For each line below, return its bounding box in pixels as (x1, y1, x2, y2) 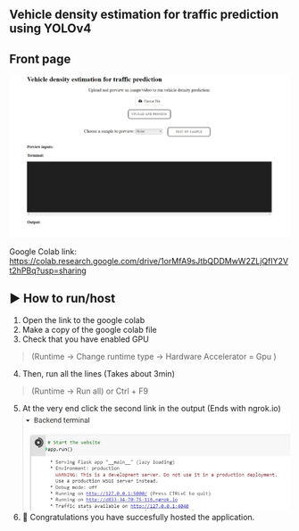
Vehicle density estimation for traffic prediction (9, 7, 279, 22)
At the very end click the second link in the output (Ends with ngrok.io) (21, 402, 281, 413)
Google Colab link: (9, 245, 78, 257)
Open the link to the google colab (21, 314, 145, 325)
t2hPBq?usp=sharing (9, 265, 87, 276)
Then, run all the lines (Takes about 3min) (21, 368, 176, 378)
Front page (9, 51, 71, 66)
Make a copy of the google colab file (21, 324, 158, 335)
